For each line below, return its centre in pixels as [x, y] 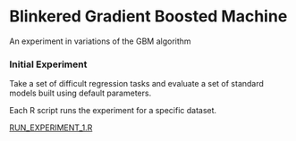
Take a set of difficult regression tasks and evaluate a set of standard [136, 84]
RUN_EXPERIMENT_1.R [51, 128]
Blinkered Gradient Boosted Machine [148, 17]
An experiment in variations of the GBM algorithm [100, 41]
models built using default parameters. [80, 93]
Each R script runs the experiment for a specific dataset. [113, 111]
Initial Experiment [48, 64]
